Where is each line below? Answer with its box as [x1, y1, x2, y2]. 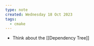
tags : [5, 16, 16, 21]
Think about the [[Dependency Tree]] [12, 35, 89, 41]
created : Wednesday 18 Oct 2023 [5, 12, 72, 17]
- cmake [9, 21, 26, 26]
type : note [5, 7, 28, 12]
